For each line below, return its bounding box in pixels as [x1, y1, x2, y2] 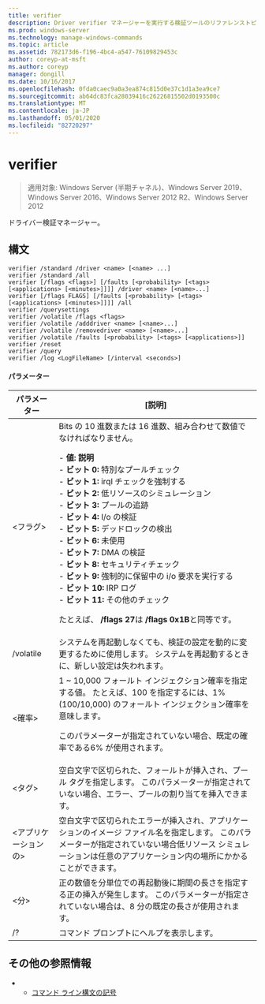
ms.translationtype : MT [8, 99, 87, 107]
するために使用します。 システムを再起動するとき [66, 648, 250, 659]
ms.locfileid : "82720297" [8, 121, 93, 129]
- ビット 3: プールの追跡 [58, 499, 149, 510]
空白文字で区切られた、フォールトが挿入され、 [58, 764, 233, 775]
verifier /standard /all [8, 271, 90, 279]
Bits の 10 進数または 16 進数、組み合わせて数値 [58, 420, 238, 431]
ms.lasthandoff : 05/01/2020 [8, 114, 101, 122]
